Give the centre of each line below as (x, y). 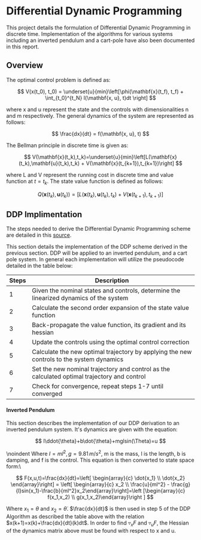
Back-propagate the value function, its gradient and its (109, 325)
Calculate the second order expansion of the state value (111, 308)
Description (112, 280)
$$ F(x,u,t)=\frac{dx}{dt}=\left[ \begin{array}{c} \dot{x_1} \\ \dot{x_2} (100, 478)
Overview (25, 65)
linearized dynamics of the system (80, 298)
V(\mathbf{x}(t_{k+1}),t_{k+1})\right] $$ (134, 163)
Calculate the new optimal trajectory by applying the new (112, 352)
